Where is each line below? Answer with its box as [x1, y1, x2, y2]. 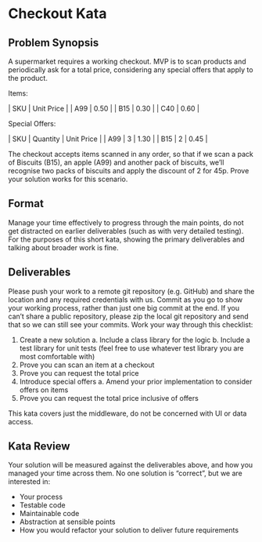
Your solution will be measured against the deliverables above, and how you [8, 460, 253, 470]
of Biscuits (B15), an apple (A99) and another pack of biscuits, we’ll [8, 158, 224, 167]
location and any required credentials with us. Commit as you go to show [8, 295, 243, 304]
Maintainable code [19, 509, 80, 518]
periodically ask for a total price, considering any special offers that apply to [8, 65, 253, 75]
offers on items [19, 385, 69, 395]
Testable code [19, 500, 66, 510]
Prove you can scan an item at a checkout [19, 360, 155, 369]
